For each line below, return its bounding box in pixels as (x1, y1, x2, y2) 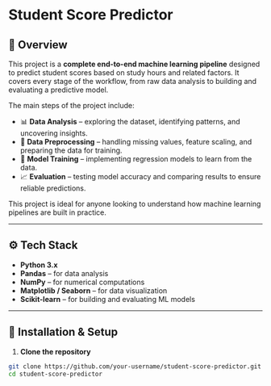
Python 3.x (19, 260, 58, 270)
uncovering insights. (19, 128, 88, 138)
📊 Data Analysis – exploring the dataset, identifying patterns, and (19, 117, 240, 126)
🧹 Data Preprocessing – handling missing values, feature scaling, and (19, 137, 252, 146)
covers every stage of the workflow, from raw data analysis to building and (8, 77, 256, 86)
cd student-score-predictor (8, 370, 103, 378)
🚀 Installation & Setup (8, 325, 119, 339)
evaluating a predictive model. (8, 85, 109, 94)
